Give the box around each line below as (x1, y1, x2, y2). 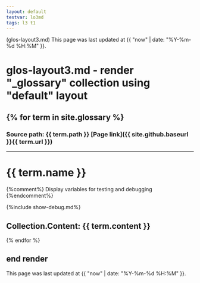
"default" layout (6, 89, 88, 102)
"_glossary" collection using (6, 76, 151, 89)
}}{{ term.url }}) (6, 138, 53, 146)
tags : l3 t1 (6, 20, 36, 26)
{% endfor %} (6, 237, 40, 244)
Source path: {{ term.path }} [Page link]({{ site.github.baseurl (6, 130, 189, 138)
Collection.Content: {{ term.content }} (6, 221, 151, 231)
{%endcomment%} (6, 192, 54, 200)
